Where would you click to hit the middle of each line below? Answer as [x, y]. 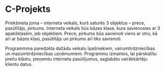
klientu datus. [19, 64]
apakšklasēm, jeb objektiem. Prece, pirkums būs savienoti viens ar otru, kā [81, 33]
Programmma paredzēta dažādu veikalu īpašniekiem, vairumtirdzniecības [80, 48]
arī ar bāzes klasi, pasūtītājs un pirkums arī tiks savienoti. [63, 39]
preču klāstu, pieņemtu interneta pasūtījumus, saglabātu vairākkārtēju [76, 59]
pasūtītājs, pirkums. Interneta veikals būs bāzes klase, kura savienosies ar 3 [83, 28]
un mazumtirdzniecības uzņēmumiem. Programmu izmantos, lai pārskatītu [81, 54]
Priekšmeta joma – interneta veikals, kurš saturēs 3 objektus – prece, [75, 23]
